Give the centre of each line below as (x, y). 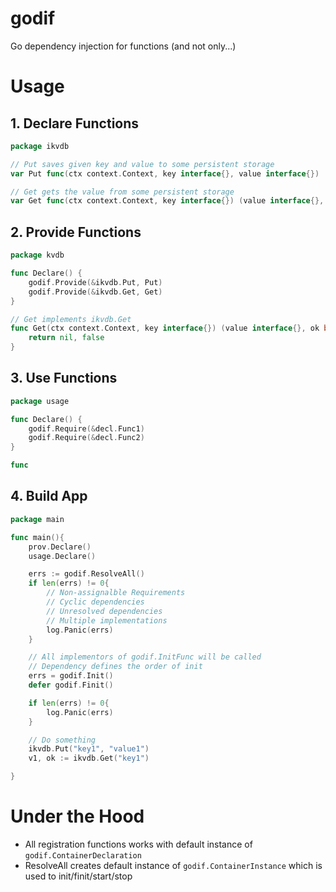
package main (37, 519)
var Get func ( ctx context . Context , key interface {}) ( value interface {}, (167, 201)
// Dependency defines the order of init (115, 667)
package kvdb (37, 255)
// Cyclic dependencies (95, 602)
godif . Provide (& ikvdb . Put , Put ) (95, 282)
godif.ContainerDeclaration (83, 855)
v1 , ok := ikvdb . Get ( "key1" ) (89, 758)
